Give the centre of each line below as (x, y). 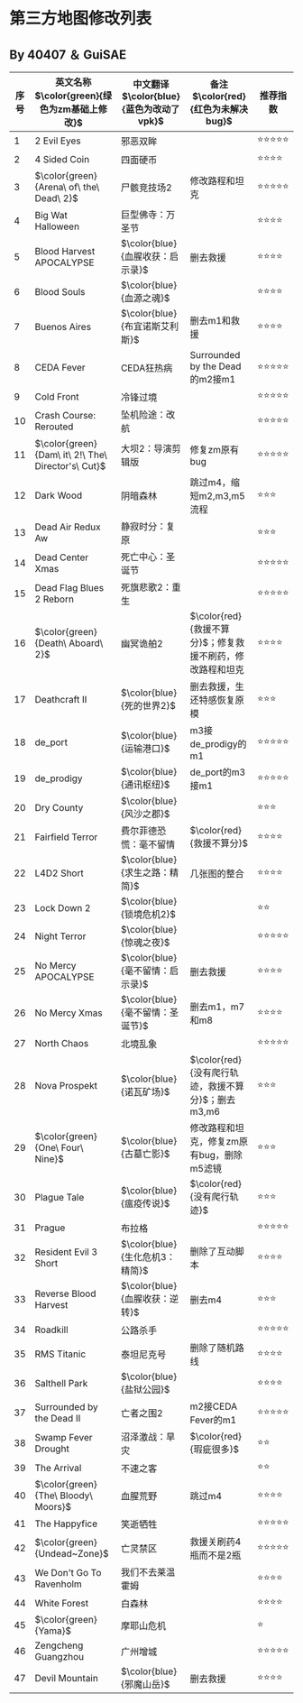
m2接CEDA (213, 1406)
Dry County (59, 808)
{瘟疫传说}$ (145, 1203)
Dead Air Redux (68, 527)
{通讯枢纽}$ (145, 784)
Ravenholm (59, 1584)
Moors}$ (53, 1507)
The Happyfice (66, 1523)
